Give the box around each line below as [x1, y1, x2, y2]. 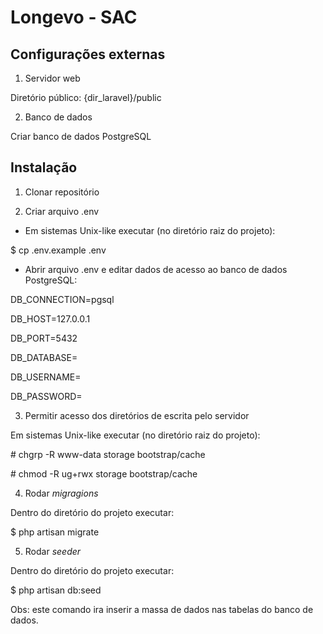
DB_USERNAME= [10, 371, 82, 383]
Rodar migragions [24, 487, 99, 499]
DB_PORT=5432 [10, 332, 78, 344]
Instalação [10, 159, 78, 176]
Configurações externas [10, 46, 166, 63]
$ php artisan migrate [10, 526, 100, 538]
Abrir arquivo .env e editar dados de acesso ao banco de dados [24, 263, 288, 275]
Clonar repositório [24, 186, 100, 198]
